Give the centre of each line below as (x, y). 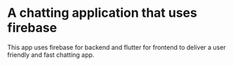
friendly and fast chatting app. (51, 55)
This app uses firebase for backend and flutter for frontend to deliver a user (116, 47)
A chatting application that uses (102, 13)
